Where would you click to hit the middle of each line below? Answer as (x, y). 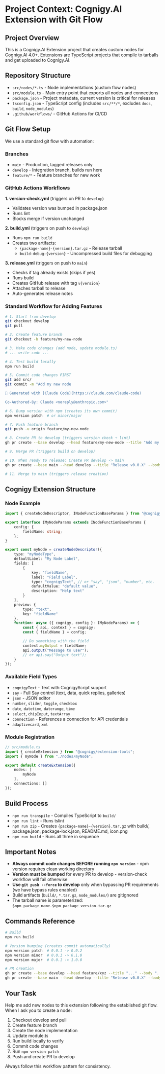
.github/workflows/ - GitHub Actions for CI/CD (59, 113)
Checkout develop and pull (39, 1020)
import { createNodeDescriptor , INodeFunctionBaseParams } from (72, 514)
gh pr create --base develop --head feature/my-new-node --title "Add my (82, 443)
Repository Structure (38, 76)
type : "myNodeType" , (35, 554)
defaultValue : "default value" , (64, 586)
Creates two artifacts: (34, 243)
